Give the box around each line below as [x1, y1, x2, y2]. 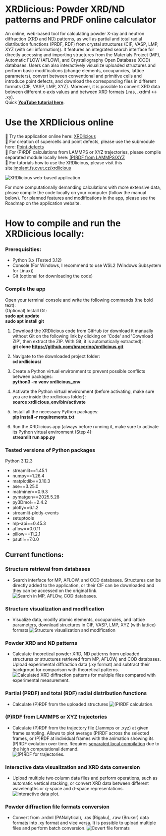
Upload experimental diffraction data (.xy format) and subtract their [12, 661, 150, 668]
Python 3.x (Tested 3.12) [12, 257, 62, 263]
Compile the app [5, 285, 46, 292]
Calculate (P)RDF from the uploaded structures [12, 701, 109, 707]
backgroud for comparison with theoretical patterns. [12, 667, 119, 673]
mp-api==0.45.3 [12, 520, 46, 526]
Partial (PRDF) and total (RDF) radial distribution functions [5, 690, 147, 697]
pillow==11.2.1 [12, 531, 41, 537]
